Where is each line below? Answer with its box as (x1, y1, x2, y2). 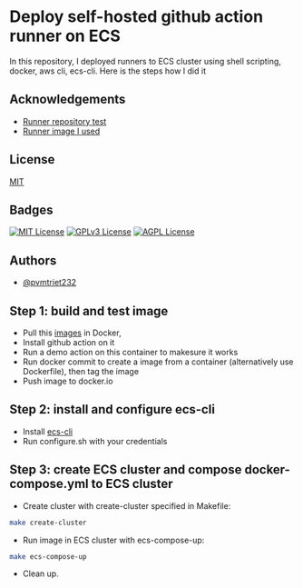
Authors (9, 253, 57, 268)
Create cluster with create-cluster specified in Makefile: (22, 500, 231, 511)
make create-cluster (9, 518, 88, 527)
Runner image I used (22, 125, 101, 136)
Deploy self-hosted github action (9, 6, 264, 27)
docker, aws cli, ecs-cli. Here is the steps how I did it (9, 65, 207, 76)
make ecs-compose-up (9, 552, 88, 561)
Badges (9, 202, 54, 217)
